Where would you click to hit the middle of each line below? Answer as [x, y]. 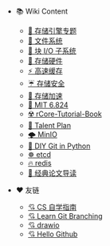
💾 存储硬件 [45, 61]
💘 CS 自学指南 [52, 207]
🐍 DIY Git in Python [59, 146]
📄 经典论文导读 [52, 173]
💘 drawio [43, 225]
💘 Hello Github [53, 234]
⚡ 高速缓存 [45, 71]
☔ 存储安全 [46, 83]
